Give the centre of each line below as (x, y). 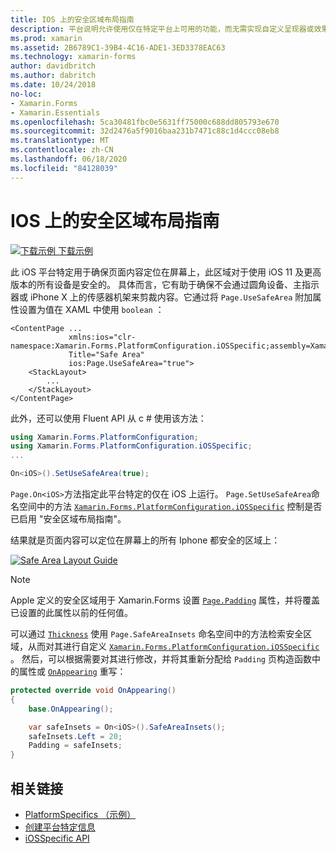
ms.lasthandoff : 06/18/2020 (69, 159)
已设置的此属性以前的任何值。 (71, 613)
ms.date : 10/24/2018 (53, 85)
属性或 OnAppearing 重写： (72, 672)
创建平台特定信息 (60, 827)
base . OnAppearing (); (71, 709)
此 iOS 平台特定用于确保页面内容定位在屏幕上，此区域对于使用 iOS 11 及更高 (166, 272)
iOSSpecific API (57, 838)
